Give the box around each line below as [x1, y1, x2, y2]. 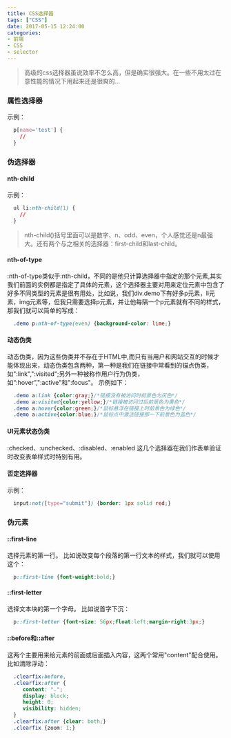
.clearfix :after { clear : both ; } [13, 718, 107, 725]
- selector [7, 49, 39, 56]
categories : [7, 29, 41, 37]
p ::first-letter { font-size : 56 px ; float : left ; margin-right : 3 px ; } [13, 618, 205, 625]
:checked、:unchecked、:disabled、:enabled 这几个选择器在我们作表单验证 [7, 443, 222, 452]
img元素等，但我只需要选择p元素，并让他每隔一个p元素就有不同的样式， [19, 297, 225, 306]
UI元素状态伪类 [7, 427, 50, 435]
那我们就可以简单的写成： [7, 306, 80, 315]
